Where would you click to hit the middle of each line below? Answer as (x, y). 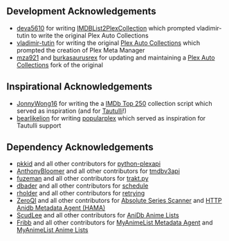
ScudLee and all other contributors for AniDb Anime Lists (98, 215)
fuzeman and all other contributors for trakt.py (83, 179)
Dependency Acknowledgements (80, 147)
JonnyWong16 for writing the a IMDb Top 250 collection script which (114, 103)
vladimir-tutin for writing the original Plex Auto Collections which (108, 43)
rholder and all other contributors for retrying (81, 193)
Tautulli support (39, 125)
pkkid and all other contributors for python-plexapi (88, 164)
